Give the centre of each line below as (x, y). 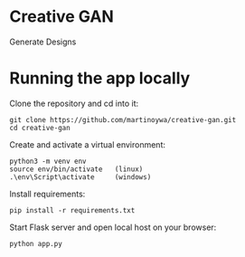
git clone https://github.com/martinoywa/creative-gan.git (123, 119)
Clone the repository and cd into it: (74, 103)
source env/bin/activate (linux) (76, 169)
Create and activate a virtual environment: (87, 144)
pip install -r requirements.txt (72, 210)
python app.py (36, 243)
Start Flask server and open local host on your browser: (113, 227)
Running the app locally (100, 78)
